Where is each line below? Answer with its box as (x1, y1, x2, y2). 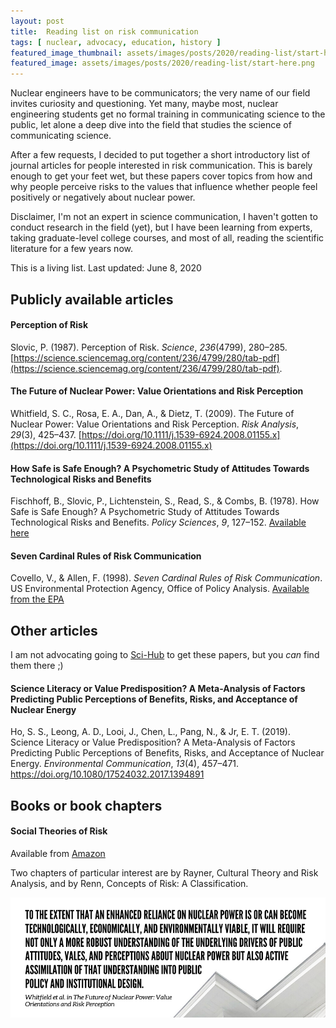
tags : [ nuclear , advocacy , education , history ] (10, 37, 222, 47)
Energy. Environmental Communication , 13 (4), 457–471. (10, 758, 240, 770)
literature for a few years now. (10, 243, 133, 255)
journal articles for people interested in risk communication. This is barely (10, 160, 313, 172)
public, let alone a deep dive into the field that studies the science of (10, 119, 292, 131)
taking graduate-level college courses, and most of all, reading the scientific (10, 232, 325, 244)
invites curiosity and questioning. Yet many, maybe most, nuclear (10, 98, 279, 110)
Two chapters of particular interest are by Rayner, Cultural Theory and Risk (10, 866, 319, 879)
